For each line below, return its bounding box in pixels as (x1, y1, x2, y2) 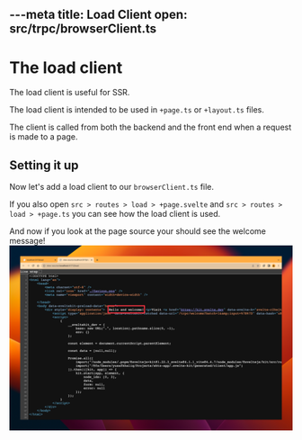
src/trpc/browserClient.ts (9, 22, 157, 37)
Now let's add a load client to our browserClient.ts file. (9, 182, 214, 193)
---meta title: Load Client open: (9, 7, 188, 22)
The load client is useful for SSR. (9, 87, 130, 98)
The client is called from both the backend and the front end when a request (9, 121, 292, 133)
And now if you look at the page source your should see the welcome (9, 226, 267, 237)
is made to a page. (9, 131, 78, 142)
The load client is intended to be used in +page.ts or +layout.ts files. (9, 104, 265, 115)
